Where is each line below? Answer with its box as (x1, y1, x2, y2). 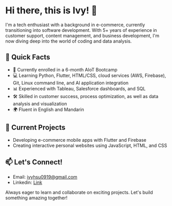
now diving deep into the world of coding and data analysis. (5, 38, 132, 44)
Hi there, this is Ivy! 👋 (5, 5, 98, 16)
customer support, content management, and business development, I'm (5, 32, 160, 39)
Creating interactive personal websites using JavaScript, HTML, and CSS (12, 142, 167, 148)
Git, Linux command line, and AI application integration (12, 80, 129, 86)
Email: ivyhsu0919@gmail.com (12, 174, 78, 180)
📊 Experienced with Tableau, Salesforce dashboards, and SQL (12, 85, 146, 91)
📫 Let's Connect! (5, 158, 63, 166)
